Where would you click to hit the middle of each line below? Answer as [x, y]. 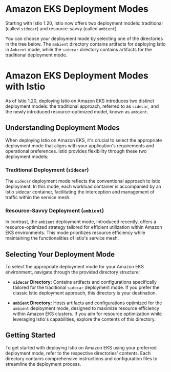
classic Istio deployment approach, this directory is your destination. [85, 293]
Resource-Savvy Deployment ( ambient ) [55, 210]
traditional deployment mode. [36, 55]
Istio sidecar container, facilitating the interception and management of [80, 192]
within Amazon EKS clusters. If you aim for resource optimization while [87, 314]
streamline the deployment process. [43, 364]
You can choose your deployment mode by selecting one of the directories [84, 38]
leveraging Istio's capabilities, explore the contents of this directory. [84, 319]
